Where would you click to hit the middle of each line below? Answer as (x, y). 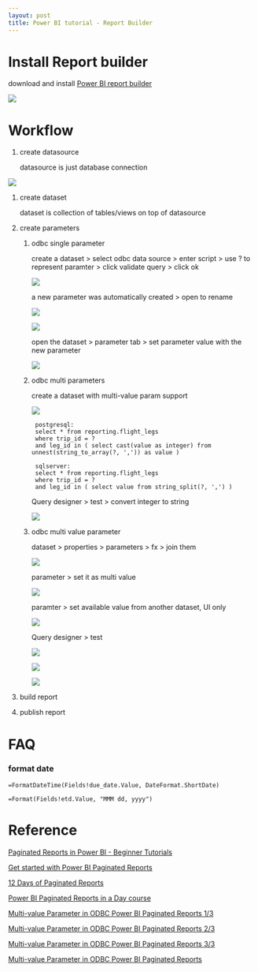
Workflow (41, 130)
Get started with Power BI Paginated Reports (80, 867)
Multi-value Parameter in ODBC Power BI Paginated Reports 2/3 (112, 929)
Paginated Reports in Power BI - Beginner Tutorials (90, 852)
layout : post (29, 15)
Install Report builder (78, 62)
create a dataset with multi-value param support (109, 396)
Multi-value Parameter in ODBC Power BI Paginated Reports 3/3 (112, 944)
